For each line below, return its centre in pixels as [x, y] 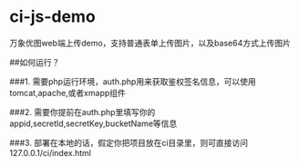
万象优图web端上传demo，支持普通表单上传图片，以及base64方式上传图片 [150, 43]
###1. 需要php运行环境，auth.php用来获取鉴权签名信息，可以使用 [133, 81]
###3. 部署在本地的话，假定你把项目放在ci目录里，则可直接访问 [129, 142]
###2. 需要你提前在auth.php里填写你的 [82, 112]
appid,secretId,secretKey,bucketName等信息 [93, 123]
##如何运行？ [35, 62]
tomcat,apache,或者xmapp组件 [67, 93]
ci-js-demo [52, 17]
